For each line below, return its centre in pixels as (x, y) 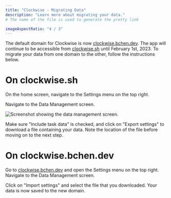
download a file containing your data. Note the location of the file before (82, 130)
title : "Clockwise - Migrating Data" (46, 10)
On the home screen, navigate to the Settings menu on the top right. (77, 95)
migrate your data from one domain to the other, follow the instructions (80, 54)
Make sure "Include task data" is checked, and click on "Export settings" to (85, 124)
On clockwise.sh (42, 80)
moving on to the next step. (34, 135)
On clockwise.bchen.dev (60, 156)
